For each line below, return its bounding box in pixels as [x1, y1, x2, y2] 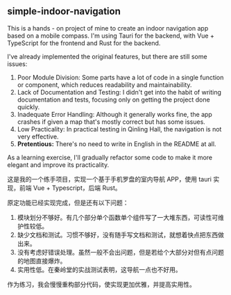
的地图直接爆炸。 [17, 257, 67, 265]
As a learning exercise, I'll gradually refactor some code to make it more [7, 153, 213, 161]
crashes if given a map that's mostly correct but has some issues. [17, 118, 206, 126]
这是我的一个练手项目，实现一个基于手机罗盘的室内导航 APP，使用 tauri [7, 175, 212, 183]
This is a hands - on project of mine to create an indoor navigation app [7, 24, 209, 32]
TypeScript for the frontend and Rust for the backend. [7, 38, 161, 47]
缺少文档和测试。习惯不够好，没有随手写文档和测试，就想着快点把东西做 [17, 230, 224, 239]
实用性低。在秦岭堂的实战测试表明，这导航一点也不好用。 [17, 265, 182, 273]
